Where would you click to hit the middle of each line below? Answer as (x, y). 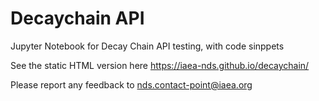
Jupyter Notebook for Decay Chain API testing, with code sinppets (147, 46)
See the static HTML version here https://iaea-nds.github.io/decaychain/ (160, 65)
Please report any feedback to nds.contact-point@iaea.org (131, 84)
